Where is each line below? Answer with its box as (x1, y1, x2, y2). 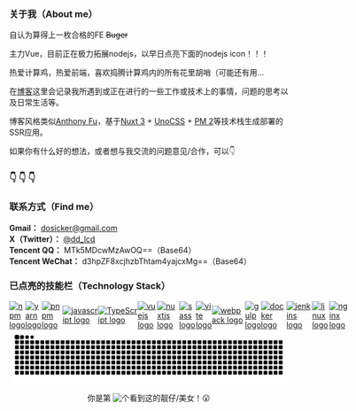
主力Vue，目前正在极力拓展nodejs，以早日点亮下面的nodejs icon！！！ (9, 49, 269, 59)
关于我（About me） (9, 7, 98, 19)
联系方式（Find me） (9, 201, 99, 213)
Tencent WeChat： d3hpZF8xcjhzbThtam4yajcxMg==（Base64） (9, 255, 252, 267)
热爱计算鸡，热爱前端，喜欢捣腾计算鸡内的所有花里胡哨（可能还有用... (9, 67, 265, 78)
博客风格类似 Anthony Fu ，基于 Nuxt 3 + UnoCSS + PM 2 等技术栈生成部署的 (9, 116, 283, 127)
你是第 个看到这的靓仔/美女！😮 (87, 392, 211, 403)
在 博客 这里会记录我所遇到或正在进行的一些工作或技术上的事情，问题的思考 (9, 86, 281, 97)
